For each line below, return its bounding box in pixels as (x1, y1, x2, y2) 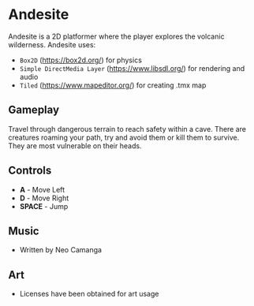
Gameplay (8, 103, 60, 117)
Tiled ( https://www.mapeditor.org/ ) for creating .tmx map (19, 80, 207, 90)
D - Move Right (19, 193, 69, 203)
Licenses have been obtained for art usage (19, 289, 159, 299)
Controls (8, 164, 52, 177)
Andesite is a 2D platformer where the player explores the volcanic (8, 32, 225, 41)
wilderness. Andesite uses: (8, 39, 96, 49)
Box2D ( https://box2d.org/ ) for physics (19, 55, 142, 65)
